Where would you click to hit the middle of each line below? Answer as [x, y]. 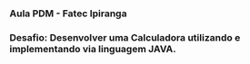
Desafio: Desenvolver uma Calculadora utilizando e [125, 37]
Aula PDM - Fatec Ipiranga [68, 14]
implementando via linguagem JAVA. [93, 49]
